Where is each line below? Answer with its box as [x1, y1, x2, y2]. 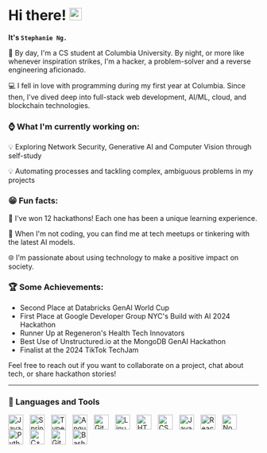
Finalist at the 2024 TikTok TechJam [19, 345, 139, 354]
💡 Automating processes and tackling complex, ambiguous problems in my [8, 166, 253, 176]
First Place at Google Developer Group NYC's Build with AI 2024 [19, 311, 230, 320]
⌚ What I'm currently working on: [8, 121, 141, 132]
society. [8, 261, 34, 271]
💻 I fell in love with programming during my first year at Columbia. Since [8, 80, 246, 90]
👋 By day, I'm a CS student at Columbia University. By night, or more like [8, 48, 245, 57]
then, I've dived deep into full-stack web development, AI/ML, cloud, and [8, 92, 247, 102]
